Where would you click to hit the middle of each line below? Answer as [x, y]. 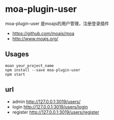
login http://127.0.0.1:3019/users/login [50, 107]
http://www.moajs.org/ [35, 39]
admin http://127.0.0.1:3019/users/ [46, 101]
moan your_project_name [30, 65]
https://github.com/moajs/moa [43, 33]
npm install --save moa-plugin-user [43, 70]
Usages [17, 54]
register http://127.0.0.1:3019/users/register [56, 112]
